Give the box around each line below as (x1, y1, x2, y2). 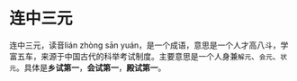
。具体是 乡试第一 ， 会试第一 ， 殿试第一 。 (15, 62, 166, 73)
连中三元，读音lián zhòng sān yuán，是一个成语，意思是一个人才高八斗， (9, 40, 281, 50)
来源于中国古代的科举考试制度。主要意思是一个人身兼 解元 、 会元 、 (40, 50, 281, 61)
